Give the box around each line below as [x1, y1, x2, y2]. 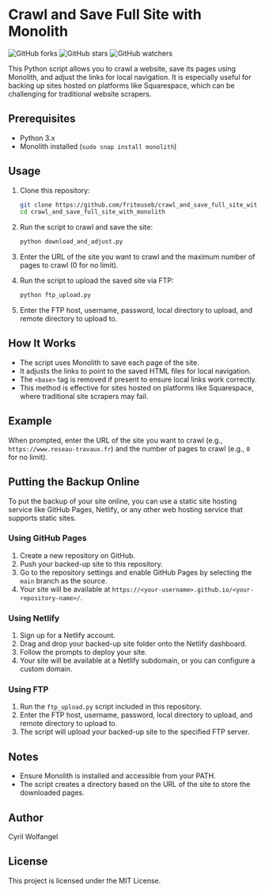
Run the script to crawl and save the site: [19, 222, 153, 232]
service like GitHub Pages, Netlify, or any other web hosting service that [8, 504, 244, 514]
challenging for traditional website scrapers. [8, 89, 152, 98]
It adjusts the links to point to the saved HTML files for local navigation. [19, 366, 252, 375]
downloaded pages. [19, 788, 85, 797]
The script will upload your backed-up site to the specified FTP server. [19, 727, 250, 737]
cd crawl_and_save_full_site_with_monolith [19, 208, 166, 216]
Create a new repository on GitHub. [19, 550, 136, 560]
